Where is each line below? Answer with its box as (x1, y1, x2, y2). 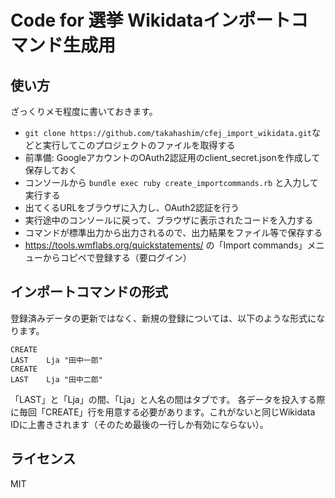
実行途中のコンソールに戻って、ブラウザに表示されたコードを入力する (24, 214, 314, 226)
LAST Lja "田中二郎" (10, 374, 103, 385)
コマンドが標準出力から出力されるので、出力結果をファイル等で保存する (24, 227, 323, 238)
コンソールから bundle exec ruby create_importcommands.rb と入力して (24, 177, 319, 188)
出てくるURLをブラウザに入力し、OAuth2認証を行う (24, 202, 240, 213)
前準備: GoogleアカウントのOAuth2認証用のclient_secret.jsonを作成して (24, 152, 321, 163)
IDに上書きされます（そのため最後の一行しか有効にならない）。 (10, 418, 269, 430)
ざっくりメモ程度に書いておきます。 (10, 106, 158, 117)
